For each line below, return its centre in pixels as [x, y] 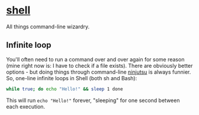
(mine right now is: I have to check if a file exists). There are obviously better [99, 65]
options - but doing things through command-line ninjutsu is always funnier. [99, 72]
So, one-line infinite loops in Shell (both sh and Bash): [72, 78]
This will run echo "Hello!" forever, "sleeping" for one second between [93, 100]
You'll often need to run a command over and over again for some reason [95, 59]
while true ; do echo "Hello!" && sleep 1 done [65, 89]
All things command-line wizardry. [48, 27]
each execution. [26, 106]
